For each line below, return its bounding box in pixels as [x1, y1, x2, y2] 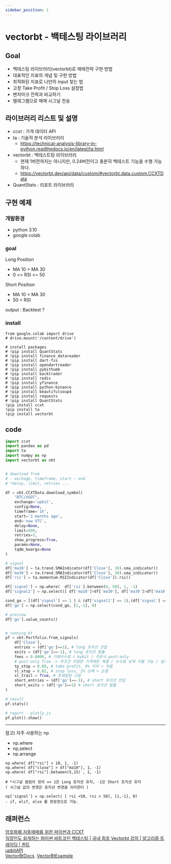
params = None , [14, 542, 42, 547]
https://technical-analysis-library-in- [20, 141, 97, 147]
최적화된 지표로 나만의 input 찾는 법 [12, 78, 83, 85]
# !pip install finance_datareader [5, 353, 81, 358]
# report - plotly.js [5, 711, 51, 716]
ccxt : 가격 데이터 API [12, 128, 56, 135]
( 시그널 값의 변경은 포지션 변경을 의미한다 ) [5, 785, 89, 790]
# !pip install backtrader [5, 371, 63, 376]
